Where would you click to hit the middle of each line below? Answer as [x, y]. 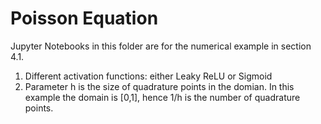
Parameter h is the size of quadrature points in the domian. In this [159, 86]
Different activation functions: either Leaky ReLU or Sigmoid [148, 76]
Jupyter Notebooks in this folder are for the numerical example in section [161, 46]
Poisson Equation [84, 18]
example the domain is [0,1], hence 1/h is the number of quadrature [162, 97]
